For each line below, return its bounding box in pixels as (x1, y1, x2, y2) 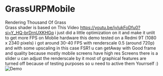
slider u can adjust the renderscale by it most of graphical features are (5, 55, 146, 61)
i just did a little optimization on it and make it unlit (55, 30, 155, 35)
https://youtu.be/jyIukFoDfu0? (80, 24, 141, 30)
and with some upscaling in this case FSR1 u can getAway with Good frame (5, 45, 156, 51)
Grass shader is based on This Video (5, 24, 79, 30)
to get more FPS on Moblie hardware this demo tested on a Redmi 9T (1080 (5, 35, 157, 41)
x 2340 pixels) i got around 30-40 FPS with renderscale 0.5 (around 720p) (5, 40, 155, 46)
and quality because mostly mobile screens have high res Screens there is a (5, 50, 158, 56)
